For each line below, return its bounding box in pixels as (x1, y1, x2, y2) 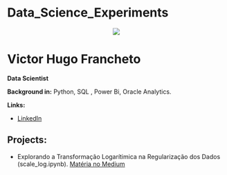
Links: (7, 101, 26, 109)
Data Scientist (7, 74, 49, 82)
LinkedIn (17, 114, 42, 122)
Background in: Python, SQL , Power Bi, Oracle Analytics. (7, 87, 172, 96)
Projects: (7, 134, 47, 146)
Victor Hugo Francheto (7, 52, 141, 67)
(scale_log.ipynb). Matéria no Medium (17, 160, 126, 168)
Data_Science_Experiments (7, 5, 169, 21)
